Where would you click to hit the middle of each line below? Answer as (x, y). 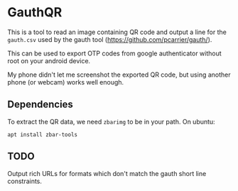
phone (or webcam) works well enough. (66, 82)
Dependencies (40, 105)
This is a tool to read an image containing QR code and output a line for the (117, 32)
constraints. (25, 181)
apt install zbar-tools (43, 135)
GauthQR (35, 12)
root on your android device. (49, 60)
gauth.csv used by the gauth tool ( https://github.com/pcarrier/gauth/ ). (110, 39)
